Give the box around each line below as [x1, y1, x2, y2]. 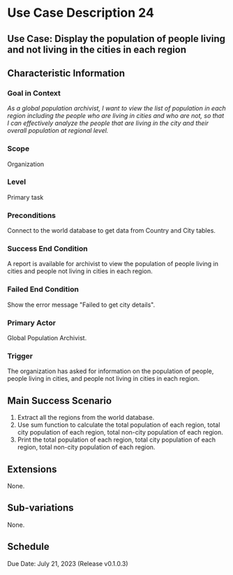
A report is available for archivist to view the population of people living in [7, 260, 218, 268]
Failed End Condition [7, 284, 79, 294]
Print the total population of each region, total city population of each [17, 435, 216, 444]
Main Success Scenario [7, 395, 112, 407]
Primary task [7, 193, 44, 201]
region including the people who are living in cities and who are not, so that [7, 112, 225, 120]
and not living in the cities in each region [7, 43, 187, 55]
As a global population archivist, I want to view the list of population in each [7, 104, 227, 112]
